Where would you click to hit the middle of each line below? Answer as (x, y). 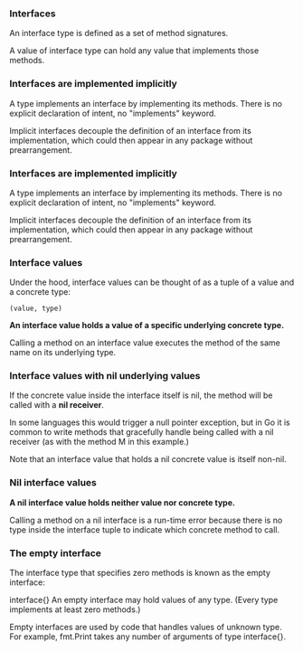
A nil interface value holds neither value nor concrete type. (122, 502)
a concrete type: (40, 292)
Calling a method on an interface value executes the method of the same (145, 343)
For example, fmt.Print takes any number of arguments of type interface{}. (148, 637)
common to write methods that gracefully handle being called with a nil (142, 432)
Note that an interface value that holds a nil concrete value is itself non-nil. (148, 459)
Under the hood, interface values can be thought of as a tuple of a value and (152, 282)
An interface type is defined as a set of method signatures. (119, 33)
